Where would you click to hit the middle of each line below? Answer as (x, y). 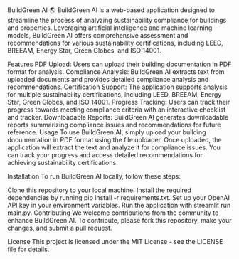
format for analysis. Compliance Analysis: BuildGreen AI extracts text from (116, 72)
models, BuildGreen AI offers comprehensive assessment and (98, 35)
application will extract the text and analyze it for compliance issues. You (114, 147)
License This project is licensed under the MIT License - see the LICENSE (115, 242)
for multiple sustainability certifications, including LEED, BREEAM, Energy (115, 94)
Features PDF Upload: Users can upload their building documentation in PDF (119, 64)
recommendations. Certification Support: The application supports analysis (117, 87)
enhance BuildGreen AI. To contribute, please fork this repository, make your (119, 220)
